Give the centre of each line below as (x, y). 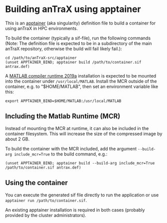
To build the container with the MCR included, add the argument (71, 148)
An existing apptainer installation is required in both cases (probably (75, 210)
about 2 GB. (17, 139)
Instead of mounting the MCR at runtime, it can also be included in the (77, 128)
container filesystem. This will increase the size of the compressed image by (84, 133)
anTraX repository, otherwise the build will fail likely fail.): (64, 48)
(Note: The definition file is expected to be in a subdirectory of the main (79, 43)
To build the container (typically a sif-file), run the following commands (78, 38)
